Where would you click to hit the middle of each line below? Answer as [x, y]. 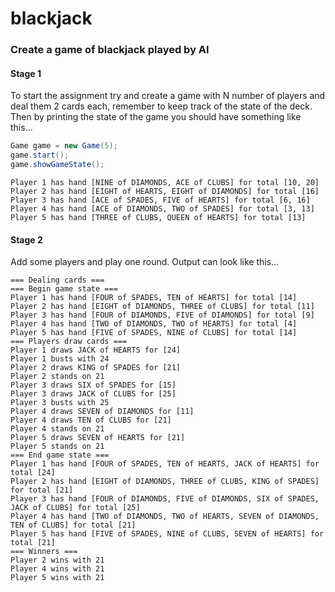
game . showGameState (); [57, 165]
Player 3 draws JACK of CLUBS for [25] [93, 394]
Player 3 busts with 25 [60, 403]
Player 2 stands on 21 [57, 377]
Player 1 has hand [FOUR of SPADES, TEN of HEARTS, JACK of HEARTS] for [165, 464]
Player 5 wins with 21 [57, 578]
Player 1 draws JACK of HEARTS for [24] [96, 350]
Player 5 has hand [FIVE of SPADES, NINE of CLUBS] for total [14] [154, 333]
